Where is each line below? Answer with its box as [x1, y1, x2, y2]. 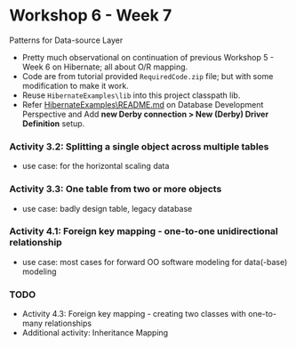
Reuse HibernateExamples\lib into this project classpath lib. [21, 90, 241, 101]
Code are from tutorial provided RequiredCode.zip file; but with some [21, 70, 274, 81]
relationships [44, 318, 92, 329]
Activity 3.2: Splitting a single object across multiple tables [9, 140, 269, 152]
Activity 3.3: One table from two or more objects [9, 183, 222, 196]
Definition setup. [21, 117, 85, 129]
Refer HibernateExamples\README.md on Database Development [21, 99, 264, 109]
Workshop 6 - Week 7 [9, 5, 172, 26]
